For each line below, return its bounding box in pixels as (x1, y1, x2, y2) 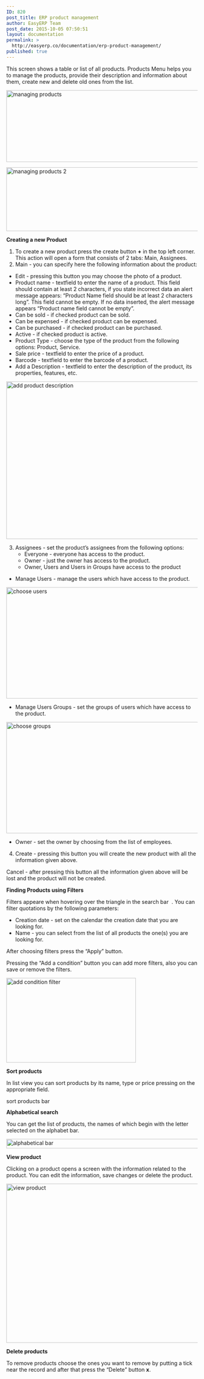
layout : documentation (6, 32, 64, 38)
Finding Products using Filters (6, 886, 84, 894)
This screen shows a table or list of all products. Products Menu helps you (6, 65, 192, 72)
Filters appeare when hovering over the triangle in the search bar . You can (6, 898, 195, 905)
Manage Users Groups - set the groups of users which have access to (15, 703, 191, 711)
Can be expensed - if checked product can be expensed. (15, 317, 158, 325)
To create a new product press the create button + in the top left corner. (15, 247, 195, 255)
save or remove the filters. (6, 965, 72, 973)
